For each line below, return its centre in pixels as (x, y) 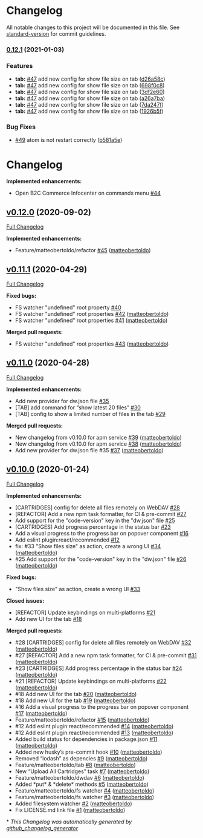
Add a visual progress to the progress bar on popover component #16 (102, 533)
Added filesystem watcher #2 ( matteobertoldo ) (73, 803)
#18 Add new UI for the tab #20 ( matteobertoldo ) (76, 694)
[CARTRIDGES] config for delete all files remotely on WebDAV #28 (97, 508)
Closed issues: (25, 600)
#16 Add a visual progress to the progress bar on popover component (102, 706)
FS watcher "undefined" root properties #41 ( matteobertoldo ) (91, 320)
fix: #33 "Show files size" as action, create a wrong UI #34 (88, 546)
